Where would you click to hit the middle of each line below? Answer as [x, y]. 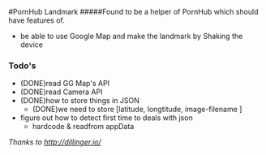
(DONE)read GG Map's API [65, 84]
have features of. [36, 20]
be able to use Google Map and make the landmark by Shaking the [131, 36]
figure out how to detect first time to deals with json [106, 118]
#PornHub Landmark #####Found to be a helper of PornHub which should [133, 12]
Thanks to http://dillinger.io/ [55, 142]
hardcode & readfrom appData [83, 127]
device [31, 45]
